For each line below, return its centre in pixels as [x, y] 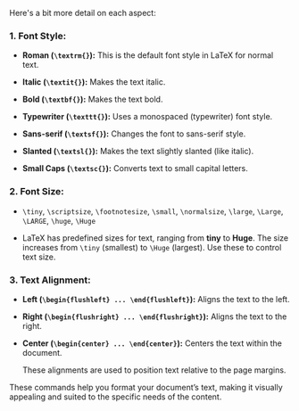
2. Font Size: [37, 192]
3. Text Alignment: [50, 280]
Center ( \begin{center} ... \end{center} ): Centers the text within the [152, 343]
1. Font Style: [38, 36]
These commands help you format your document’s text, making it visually [146, 387]
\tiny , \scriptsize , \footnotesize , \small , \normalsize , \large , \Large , [153, 211]
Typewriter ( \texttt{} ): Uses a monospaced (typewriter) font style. [147, 117]
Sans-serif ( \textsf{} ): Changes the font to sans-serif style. [134, 134]
